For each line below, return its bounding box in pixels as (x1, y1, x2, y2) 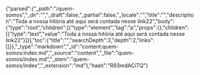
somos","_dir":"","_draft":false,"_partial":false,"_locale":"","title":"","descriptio (5, 11, 194, 18)
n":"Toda (5, 18, 28, 24)
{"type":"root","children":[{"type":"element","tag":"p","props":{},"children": (5, 24, 189, 31)
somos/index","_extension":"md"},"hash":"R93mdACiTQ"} (5, 62, 149, 69)
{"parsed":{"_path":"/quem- (5, 5, 75, 12)
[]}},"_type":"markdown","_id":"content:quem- (5, 43, 119, 50)
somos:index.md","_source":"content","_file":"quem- (5, 49, 135, 56)
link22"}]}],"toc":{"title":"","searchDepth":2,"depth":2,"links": (5, 37, 155, 43)
